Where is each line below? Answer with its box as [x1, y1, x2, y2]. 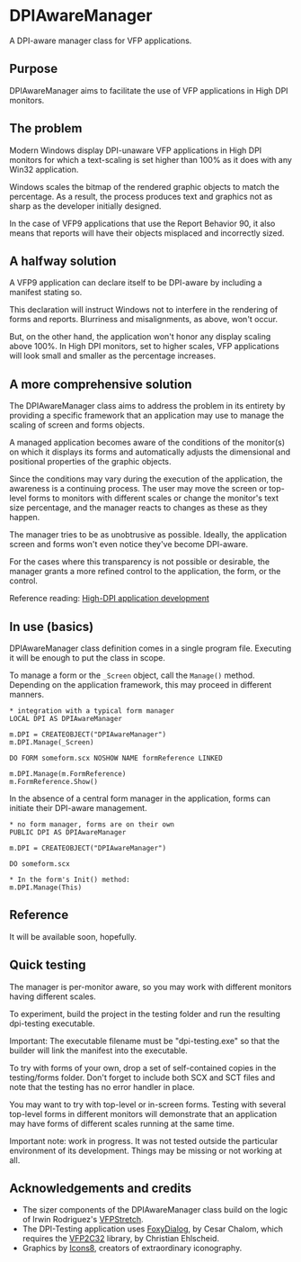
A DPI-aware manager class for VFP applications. [9, 35, 192, 46]
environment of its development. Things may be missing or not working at [9, 1145, 282, 1156]
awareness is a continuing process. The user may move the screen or [9, 483, 268, 494]
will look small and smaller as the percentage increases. [9, 350, 217, 361]
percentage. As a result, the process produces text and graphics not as [9, 191, 273, 202]
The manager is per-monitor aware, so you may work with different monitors [9, 981, 292, 992]
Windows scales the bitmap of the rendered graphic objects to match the [9, 181, 280, 192]
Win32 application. [9, 164, 79, 175]
